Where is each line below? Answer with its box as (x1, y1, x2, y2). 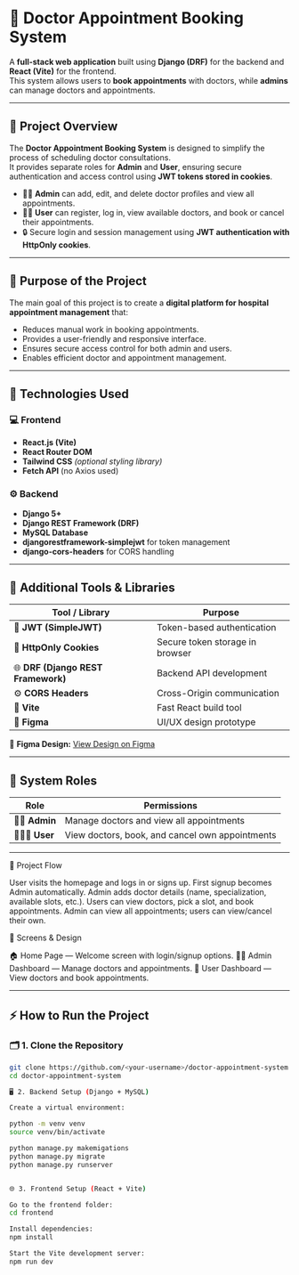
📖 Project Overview (9, 119, 118, 134)
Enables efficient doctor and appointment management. (21, 352, 227, 363)
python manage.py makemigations (9, 1144, 129, 1153)
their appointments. (21, 216, 94, 227)
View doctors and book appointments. (9, 972, 149, 983)
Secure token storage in (157, 636, 256, 648)
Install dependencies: (9, 1224, 93, 1234)
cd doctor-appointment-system (9, 1071, 122, 1080)
